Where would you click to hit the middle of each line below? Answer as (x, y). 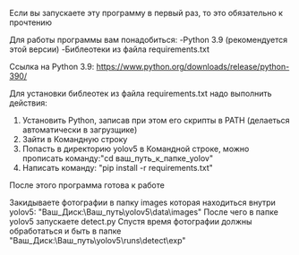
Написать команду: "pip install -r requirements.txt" (117, 168)
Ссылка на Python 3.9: (52, 67)
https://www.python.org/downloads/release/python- (193, 67)
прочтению (30, 22)
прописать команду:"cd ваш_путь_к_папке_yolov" (117, 158)
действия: (28, 103)
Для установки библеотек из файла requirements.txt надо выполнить (141, 93)
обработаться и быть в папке (65, 231)
